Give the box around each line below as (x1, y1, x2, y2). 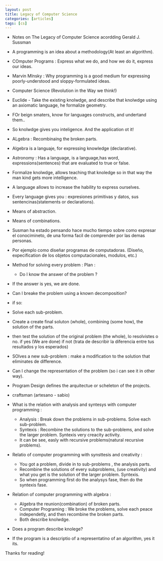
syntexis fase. (19, 482, 48, 488)
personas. (12, 238, 33, 244)
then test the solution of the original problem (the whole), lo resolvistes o (12, 334, 159, 339)
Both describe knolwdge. (19, 516, 70, 522)
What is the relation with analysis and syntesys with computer (12, 402, 137, 407)
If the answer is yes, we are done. (12, 281, 81, 287)
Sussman (12, 40, 31, 45)
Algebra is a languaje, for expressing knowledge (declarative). (12, 145, 137, 152)
